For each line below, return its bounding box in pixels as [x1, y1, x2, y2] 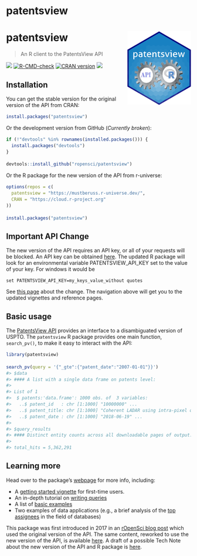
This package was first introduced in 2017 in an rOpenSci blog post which [6, 524, 185, 531]
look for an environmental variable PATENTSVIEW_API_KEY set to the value [6, 259, 188, 267]
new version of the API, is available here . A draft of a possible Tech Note [6, 537, 181, 544]
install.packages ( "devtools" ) [11, 142, 85, 148]
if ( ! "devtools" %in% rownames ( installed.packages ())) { [6, 136, 148, 142]
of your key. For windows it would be [6, 266, 95, 273]
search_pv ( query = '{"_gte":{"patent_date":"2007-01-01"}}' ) [6, 364, 159, 370]
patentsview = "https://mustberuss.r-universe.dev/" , [11, 190, 145, 197]
